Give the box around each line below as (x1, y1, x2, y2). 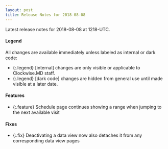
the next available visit (12, 109, 60, 115)
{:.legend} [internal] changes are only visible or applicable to (12, 64, 140, 70)
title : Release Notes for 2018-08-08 (5, 12, 86, 17)
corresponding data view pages (12, 138, 80, 144)
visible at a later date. (12, 81, 58, 87)
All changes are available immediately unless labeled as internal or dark (5, 49, 156, 55)
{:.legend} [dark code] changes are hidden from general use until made (12, 75, 163, 82)
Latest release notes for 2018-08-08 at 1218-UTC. (5, 26, 110, 32)
